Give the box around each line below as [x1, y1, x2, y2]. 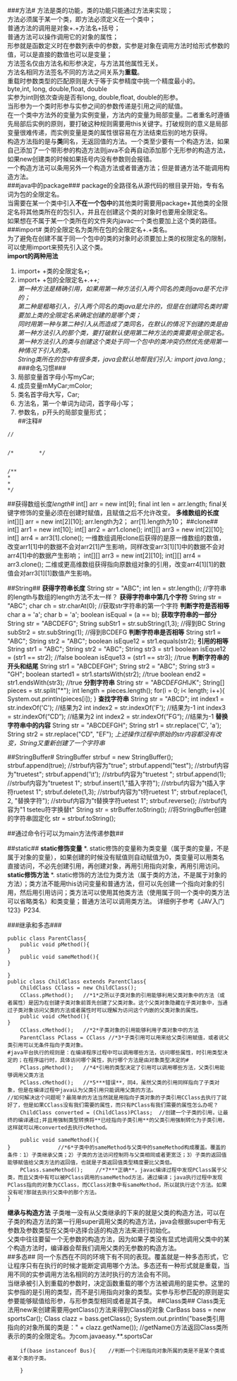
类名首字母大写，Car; [17, 390, 80, 399]
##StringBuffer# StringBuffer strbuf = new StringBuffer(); [7, 753, 174, 761]
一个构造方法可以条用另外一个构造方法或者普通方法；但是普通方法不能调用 [7, 164, 224, 171]
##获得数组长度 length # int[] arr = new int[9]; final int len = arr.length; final [7, 500, 222, 508]
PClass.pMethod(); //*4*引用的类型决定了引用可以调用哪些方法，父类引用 [20, 1064, 220, 1071]
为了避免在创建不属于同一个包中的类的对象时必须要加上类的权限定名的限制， [7, 234, 230, 242]
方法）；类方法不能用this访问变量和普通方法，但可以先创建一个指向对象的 [7, 879, 219, 888]
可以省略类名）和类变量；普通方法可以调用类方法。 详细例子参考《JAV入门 [7, 897, 225, 905]
